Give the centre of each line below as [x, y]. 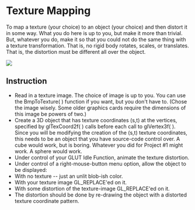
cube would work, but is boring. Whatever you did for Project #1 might [99, 145]
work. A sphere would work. [48, 151]
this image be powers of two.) [50, 114]
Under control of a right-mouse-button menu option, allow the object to [100, 163]
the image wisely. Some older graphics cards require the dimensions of [100, 108]
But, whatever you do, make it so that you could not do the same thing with [96, 39]
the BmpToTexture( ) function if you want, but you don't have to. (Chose [101, 101]
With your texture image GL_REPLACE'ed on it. [71, 182]
